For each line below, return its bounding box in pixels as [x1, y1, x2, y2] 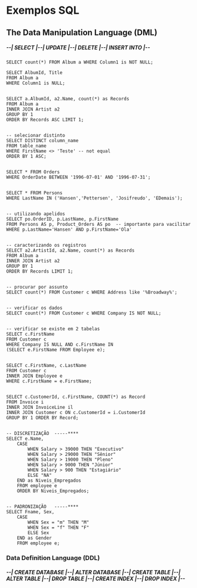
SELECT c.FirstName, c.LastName [6, 362, 87, 368]
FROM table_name [6, 143, 47, 149]
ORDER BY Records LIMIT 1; [6, 268, 73, 274]
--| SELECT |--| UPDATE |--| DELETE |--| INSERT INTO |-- [6, 44, 150, 51]
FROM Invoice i [6, 399, 44, 405]
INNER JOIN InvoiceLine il [6, 404, 73, 410]
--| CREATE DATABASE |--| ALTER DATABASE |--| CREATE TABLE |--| [6, 569, 181, 576]
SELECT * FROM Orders [6, 169, 60, 175]
